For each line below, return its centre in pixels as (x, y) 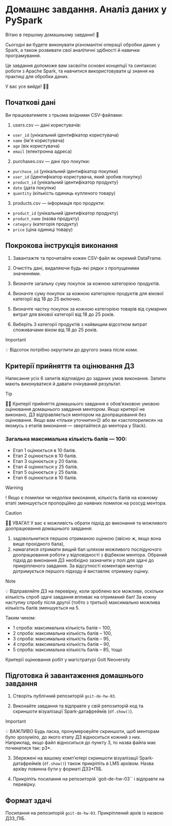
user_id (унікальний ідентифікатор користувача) (66, 135)
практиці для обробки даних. (37, 76)
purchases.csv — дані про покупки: (51, 161)
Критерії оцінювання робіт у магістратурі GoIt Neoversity (68, 659)
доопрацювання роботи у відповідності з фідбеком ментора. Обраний (90, 554)
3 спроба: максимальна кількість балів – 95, (61, 638)
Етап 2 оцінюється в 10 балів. (45, 456)
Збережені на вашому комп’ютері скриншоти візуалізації (75, 758)
